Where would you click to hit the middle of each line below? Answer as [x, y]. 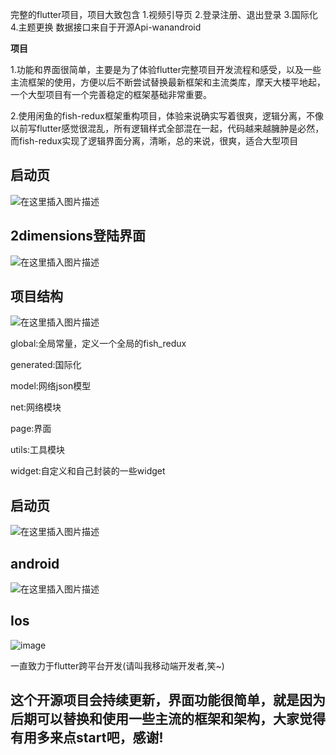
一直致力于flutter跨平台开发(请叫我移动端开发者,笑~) [117, 665]
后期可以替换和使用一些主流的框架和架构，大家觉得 [168, 719]
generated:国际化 [46, 365]
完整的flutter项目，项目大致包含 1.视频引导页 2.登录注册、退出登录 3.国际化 [164, 14]
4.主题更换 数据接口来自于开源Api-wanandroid [106, 27]
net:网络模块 [36, 407]
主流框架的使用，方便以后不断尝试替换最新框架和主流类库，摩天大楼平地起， [168, 82]
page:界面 [31, 429]
